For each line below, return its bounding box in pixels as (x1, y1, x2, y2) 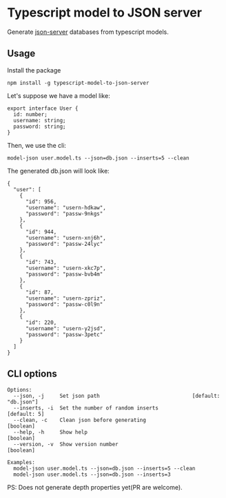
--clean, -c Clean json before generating (13, 416, 147, 423)
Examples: (7, 459, 36, 466)
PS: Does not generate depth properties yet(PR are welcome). (7, 483, 183, 491)
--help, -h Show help (13, 428, 88, 436)
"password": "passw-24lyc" (25, 240, 103, 247)
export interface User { (7, 105, 79, 112)
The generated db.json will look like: (7, 166, 110, 175)
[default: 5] (7, 410, 45, 417)
